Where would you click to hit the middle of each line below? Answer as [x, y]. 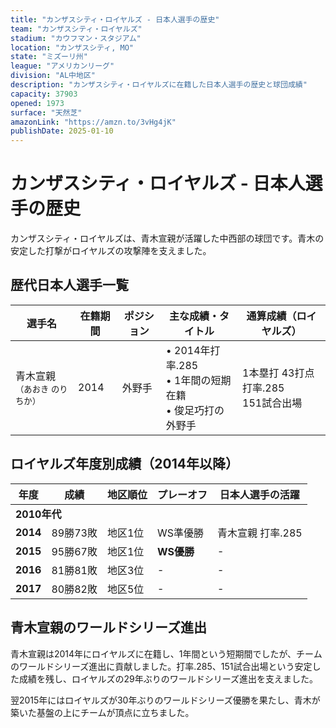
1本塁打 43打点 [278, 373]
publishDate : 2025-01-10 [62, 131]
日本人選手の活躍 [259, 494]
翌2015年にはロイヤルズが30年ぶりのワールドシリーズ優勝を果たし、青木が [165, 700]
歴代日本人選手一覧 [69, 285]
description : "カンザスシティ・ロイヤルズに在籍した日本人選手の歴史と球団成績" [159, 85]
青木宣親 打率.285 [259, 533]
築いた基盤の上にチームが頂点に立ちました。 [102, 712]
